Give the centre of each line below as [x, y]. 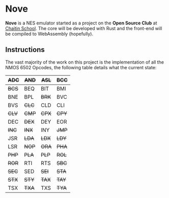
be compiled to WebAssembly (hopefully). [49, 34]
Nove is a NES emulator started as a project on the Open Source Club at [81, 23]
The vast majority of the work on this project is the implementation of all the [85, 62]
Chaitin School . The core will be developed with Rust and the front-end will [84, 28]
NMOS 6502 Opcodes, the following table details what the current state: [81, 67]
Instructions [25, 50]
